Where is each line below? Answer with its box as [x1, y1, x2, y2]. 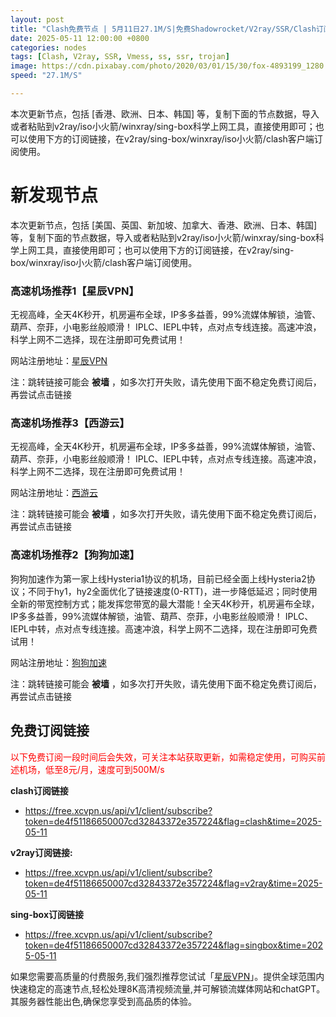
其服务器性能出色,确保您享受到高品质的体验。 [10, 995, 198, 1007]
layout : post [10, 14, 65, 25]
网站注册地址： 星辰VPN [10, 355, 108, 367]
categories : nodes [10, 42, 87, 53]
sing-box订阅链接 [10, 908, 84, 920]
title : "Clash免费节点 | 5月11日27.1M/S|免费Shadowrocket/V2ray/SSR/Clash [10, 24, 317, 34]
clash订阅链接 [10, 784, 69, 796]
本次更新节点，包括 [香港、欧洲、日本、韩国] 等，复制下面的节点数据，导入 [10, 107, 320, 120]
